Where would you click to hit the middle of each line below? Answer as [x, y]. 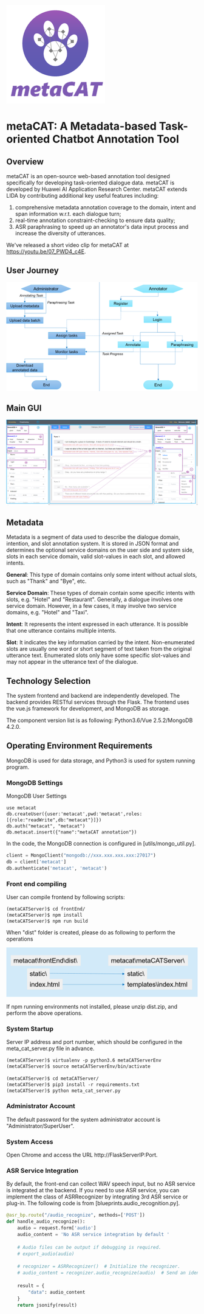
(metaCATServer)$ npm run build [47, 921]
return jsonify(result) [47, 1305]
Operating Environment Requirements [80, 746]
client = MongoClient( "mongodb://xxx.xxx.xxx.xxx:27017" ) [81, 856]
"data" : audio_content [57, 1292]
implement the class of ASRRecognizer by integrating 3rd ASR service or [97, 1197]
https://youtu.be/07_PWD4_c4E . [46, 252]
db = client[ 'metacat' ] [36, 862]
